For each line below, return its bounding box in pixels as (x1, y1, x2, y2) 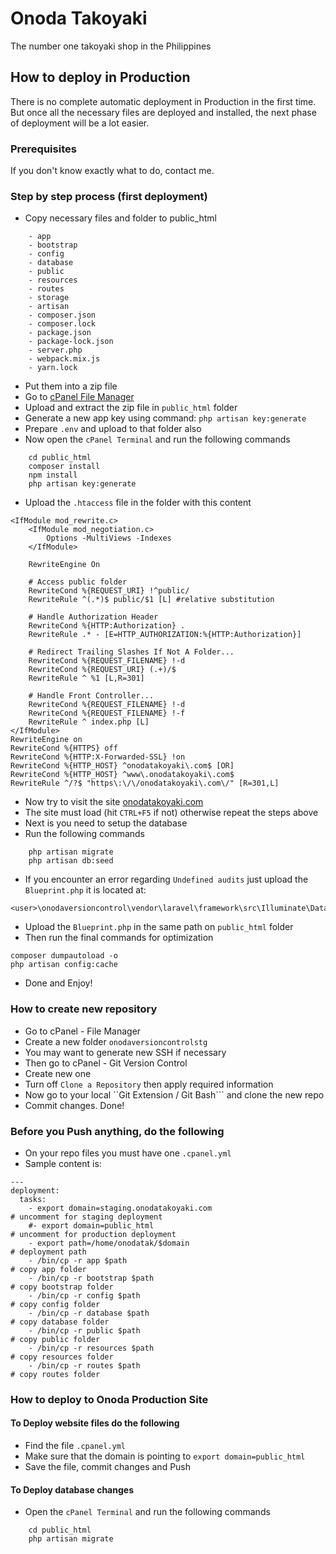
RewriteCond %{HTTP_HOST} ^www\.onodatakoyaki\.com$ (10, 770, 235, 780)
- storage (28, 293, 70, 303)
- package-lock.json (28, 337, 114, 347)
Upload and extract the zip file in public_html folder (24, 402, 238, 414)
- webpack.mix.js (28, 354, 101, 364)
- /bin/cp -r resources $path (28, 1343, 155, 1353)
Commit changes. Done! (24, 1099, 125, 1111)
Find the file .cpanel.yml (24, 1440, 127, 1452)
